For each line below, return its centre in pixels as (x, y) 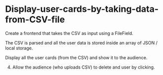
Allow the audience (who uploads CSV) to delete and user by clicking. (83, 67)
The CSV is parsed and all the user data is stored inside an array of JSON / (81, 42)
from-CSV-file (35, 19)
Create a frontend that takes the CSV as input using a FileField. (69, 33)
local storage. (19, 48)
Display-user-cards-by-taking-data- (82, 9)
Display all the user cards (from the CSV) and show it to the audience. (76, 57)
